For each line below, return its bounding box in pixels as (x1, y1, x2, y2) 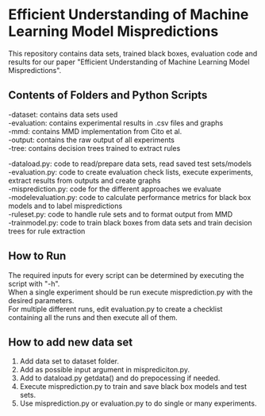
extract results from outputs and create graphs (8, 175, 161, 185)
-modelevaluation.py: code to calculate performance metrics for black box (8, 192, 252, 202)
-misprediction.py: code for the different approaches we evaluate (8, 184, 222, 194)
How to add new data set (8, 335, 133, 349)
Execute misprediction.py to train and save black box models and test (19, 382, 248, 391)
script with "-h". (8, 279, 60, 288)
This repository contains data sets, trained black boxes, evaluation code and (8, 48, 258, 58)
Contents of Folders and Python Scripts (8, 89, 208, 102)
